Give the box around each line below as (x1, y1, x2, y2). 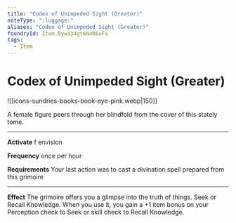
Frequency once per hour (7, 151, 82, 160)
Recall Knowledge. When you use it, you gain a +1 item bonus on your (7, 200, 209, 208)
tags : (7, 37, 23, 44)
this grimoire (7, 172, 44, 181)
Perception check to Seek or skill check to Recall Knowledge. (7, 208, 185, 216)
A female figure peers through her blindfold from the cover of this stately (7, 110, 218, 118)
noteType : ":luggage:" (7, 17, 74, 24)
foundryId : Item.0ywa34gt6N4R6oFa (7, 30, 109, 37)
